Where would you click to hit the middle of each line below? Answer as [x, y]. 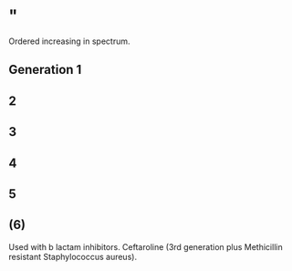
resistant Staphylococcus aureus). [73, 256]
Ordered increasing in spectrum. [69, 41]
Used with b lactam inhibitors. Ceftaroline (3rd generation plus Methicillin [146, 246]
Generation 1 [45, 70]
